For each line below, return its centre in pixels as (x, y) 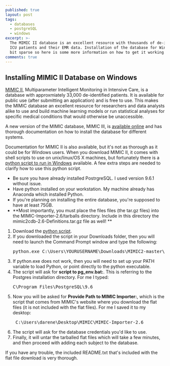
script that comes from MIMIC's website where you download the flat (85, 302)
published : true (22, 10)
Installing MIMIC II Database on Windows (71, 77)
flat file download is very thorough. (42, 358)
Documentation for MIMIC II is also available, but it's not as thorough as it (81, 147)
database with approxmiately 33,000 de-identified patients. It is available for (85, 95)
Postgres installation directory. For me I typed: (60, 277)
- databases (23, 24)
